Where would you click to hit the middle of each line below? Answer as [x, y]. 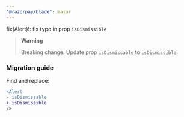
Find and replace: [28, 80]
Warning [32, 40]
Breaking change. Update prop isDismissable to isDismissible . [100, 52]
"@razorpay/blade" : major [38, 12]
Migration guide [30, 68]
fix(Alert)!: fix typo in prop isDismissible [57, 29]
